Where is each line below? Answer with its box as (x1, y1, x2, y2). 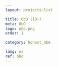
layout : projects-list (5, 7, 53, 13)
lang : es (5, 49, 24, 54)
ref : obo (5, 54, 24, 59)
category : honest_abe (5, 40, 51, 45)
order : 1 (5, 31, 24, 36)
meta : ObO (5, 21, 26, 26)
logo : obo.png (5, 26, 35, 31)
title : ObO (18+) (5, 16, 42, 22)
